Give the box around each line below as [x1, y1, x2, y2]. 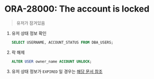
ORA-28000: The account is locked [4, 3, 150, 15]
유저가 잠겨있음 [16, 20, 45, 26]
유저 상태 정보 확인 [11, 30, 47, 36]
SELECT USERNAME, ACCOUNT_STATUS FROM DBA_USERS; [11, 40, 114, 45]
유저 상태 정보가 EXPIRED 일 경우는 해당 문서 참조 [11, 68, 103, 74]
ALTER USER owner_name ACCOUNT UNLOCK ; [11, 59, 92, 64]
